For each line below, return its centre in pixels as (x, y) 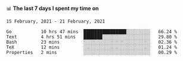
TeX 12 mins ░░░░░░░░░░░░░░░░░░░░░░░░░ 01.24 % (92, 47)
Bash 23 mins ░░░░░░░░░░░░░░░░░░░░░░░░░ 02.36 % (92, 42)
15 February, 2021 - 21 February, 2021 (56, 21)
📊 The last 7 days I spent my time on (53, 8)
